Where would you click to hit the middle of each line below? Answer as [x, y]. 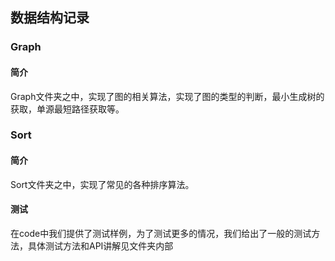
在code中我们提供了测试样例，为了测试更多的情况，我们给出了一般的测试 [161, 233]
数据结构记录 [50, 18]
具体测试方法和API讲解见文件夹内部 [100, 245]
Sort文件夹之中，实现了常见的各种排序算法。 [102, 184]
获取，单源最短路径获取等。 [67, 109]
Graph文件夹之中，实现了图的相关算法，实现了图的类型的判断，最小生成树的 [167, 96]
